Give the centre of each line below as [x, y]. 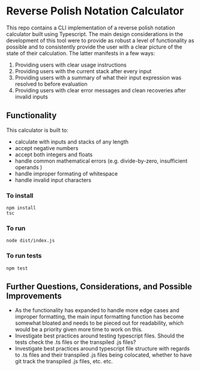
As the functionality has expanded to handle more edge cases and [97, 310]
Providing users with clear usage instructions [71, 65]
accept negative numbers [47, 148]
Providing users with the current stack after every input [83, 71]
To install [20, 195]
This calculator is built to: [37, 130]
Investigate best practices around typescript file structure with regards [102, 349]
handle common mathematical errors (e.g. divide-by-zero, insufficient [101, 161]
